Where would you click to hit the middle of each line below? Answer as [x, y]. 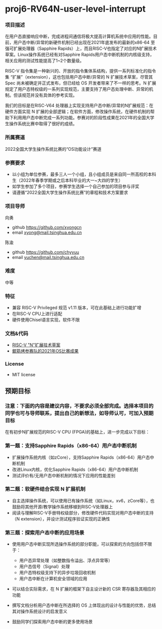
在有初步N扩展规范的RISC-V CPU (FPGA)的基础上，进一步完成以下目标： [77, 432]
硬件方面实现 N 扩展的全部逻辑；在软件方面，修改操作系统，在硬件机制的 [78, 112]
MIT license [23, 374]
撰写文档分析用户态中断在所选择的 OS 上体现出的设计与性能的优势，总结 [84, 605]
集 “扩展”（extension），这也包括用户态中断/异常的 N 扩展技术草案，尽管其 [79, 77]
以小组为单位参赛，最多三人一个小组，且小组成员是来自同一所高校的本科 [84, 174]
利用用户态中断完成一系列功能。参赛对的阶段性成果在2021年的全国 [80, 118]
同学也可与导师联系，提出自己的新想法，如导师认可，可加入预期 [79, 413]
